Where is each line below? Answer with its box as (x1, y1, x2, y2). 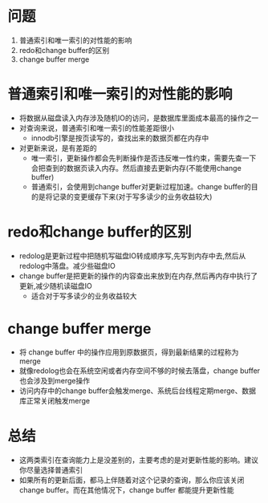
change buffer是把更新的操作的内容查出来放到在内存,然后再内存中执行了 (18, 270, 258, 281)
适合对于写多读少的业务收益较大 (30, 290, 137, 301)
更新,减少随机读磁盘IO (18, 281, 93, 290)
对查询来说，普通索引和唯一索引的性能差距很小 (18, 123, 174, 132)
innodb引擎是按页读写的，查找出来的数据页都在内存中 (30, 133, 209, 143)
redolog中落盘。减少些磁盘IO (18, 261, 116, 270)
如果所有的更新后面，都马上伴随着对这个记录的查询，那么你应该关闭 (18, 475, 245, 485)
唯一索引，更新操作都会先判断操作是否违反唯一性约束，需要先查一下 (30, 153, 257, 163)
